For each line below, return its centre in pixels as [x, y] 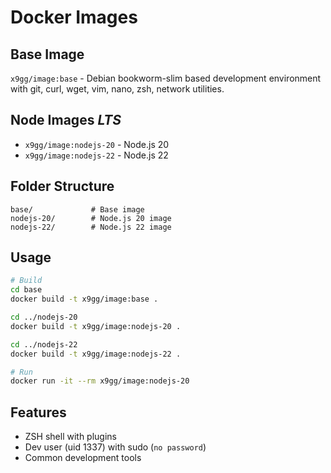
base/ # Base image [77, 209]
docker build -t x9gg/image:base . [84, 299]
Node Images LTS [66, 120]
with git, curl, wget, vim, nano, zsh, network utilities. [117, 89]
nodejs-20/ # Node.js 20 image [91, 218]
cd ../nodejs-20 [44, 317]
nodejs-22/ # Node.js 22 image [91, 227]
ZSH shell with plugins [70, 437]
